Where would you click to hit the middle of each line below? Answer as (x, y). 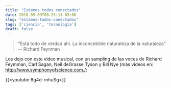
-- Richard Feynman (39, 49)
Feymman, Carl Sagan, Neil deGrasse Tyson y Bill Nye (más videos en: (79, 64)
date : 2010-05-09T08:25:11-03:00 (41, 15)
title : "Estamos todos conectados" (43, 10)
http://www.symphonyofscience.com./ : (46, 70)
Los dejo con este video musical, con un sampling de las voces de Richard (84, 59)
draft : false (19, 29)
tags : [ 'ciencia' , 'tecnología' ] (41, 24)
